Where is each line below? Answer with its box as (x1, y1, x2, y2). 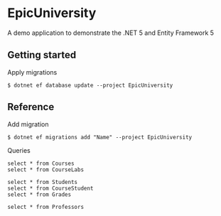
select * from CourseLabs (7, 166, 84, 173)
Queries (7, 146, 31, 154)
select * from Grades (7, 190, 72, 198)
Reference (7, 101, 55, 113)
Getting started (7, 49, 77, 61)
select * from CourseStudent (7, 185, 94, 192)
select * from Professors (7, 203, 84, 210)
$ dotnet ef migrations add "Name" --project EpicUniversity (7, 134, 193, 141)
